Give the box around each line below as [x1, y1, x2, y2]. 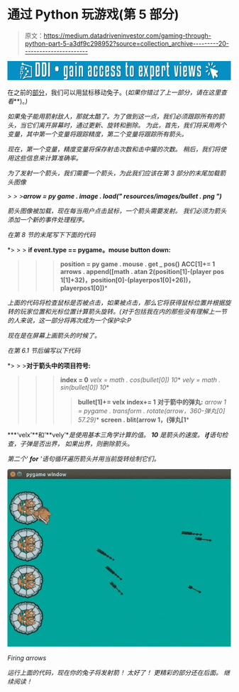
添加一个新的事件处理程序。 [7, 216, 89, 224]
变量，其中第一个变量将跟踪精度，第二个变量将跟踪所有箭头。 [7, 130, 188, 138]
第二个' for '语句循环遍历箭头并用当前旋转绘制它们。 [7, 455, 161, 463]
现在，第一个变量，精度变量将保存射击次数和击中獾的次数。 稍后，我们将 [7, 145, 221, 153]
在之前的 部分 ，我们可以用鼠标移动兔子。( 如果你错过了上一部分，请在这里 [7, 88, 221, 97]
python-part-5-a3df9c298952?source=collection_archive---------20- [24, 39, 229, 48]
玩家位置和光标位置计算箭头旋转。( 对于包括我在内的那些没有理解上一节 [19, 307, 228, 316]
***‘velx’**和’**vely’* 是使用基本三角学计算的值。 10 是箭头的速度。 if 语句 [7, 431, 222, 439]
